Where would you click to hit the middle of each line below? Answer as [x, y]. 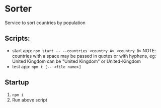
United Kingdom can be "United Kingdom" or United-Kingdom [76, 61]
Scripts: [17, 38]
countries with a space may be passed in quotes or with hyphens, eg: [84, 56]
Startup [17, 83]
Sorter [18, 9]
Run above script [29, 100]
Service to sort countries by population [45, 23]
